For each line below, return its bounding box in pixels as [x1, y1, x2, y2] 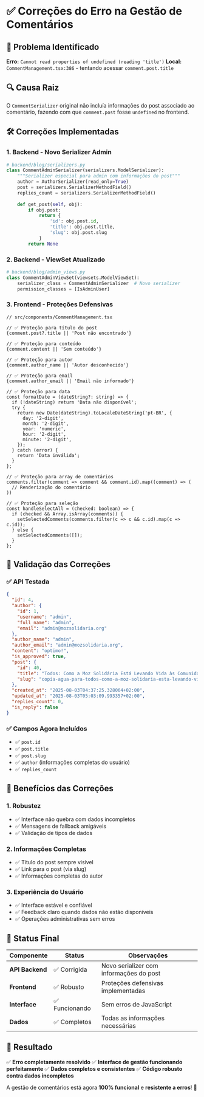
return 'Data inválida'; [17, 452, 80, 458]
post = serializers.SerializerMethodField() [17, 184, 132, 190]
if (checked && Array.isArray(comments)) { [12, 511, 123, 517]
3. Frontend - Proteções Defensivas [6, 300, 114, 309]
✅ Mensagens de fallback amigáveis [15, 822, 107, 830]
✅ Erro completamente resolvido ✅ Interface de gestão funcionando [6, 1058, 183, 1065]
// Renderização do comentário [12, 484, 91, 490]
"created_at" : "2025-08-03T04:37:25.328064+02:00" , [12, 687, 146, 693]
